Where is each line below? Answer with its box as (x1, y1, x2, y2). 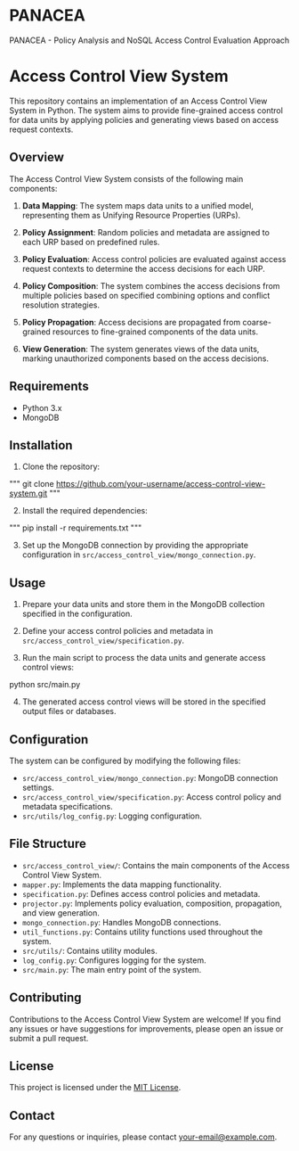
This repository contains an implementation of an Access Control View (9, 95, 268, 106)
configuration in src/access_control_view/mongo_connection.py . (21, 549, 256, 560)
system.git (9, 488, 48, 499)
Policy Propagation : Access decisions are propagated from (21, 317, 241, 327)
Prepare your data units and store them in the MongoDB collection (21, 599, 265, 610)
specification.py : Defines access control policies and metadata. (21, 888, 261, 899)
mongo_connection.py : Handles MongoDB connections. (21, 917, 222, 927)
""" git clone (9, 479, 55, 489)
